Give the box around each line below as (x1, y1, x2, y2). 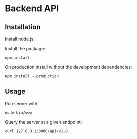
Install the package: (5, 46, 46, 51)
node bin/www (5, 110, 32, 115)
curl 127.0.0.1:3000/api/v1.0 (5, 128, 68, 134)
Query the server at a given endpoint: (5, 119, 82, 125)
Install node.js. (5, 36, 35, 42)
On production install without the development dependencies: (5, 64, 132, 70)
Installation (5, 23, 41, 31)
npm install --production (5, 74, 59, 79)
